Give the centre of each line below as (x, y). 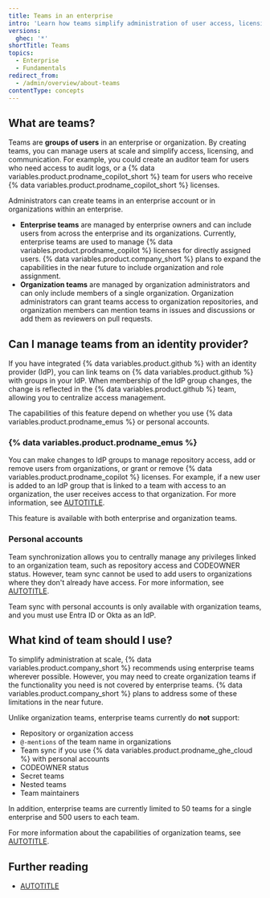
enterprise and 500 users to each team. (74, 818)
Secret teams (42, 776)
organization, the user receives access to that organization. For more (123, 494)
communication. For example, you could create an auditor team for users (129, 160)
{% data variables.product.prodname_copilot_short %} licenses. (114, 185)
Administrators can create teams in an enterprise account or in (112, 201)
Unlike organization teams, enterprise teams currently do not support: (124, 718)
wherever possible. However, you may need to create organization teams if (132, 677)
